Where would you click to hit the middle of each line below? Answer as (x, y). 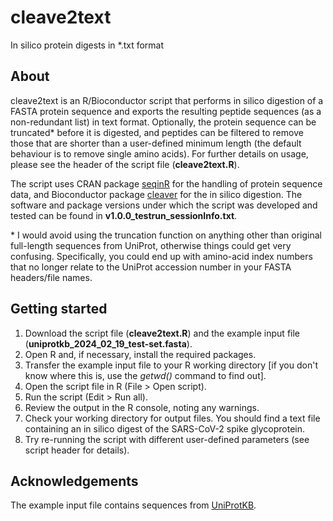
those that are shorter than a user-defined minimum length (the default (156, 143)
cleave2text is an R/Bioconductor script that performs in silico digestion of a (167, 100)
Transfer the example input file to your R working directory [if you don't (171, 365)
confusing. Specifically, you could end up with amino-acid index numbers (161, 256)
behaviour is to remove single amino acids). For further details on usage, (159, 153)
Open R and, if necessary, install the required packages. (140, 354)
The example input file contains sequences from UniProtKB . (133, 505)
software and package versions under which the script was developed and (164, 205)
